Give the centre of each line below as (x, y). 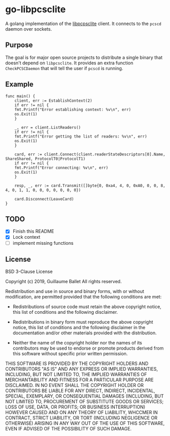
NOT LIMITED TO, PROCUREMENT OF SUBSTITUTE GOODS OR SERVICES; (84, 402)
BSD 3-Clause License (29, 271)
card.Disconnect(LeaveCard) (44, 199)
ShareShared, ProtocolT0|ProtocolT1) (45, 159)
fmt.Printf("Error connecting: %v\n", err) (62, 168)
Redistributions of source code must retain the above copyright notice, (87, 307)
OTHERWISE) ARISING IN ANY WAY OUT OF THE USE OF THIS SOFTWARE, (85, 423)
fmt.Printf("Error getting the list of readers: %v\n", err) (81, 136)
